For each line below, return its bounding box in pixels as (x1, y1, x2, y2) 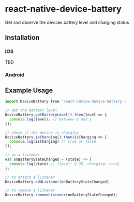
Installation (5, 34, 40, 42)
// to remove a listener (5, 188, 55, 193)
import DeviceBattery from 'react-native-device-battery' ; (5, 99, 127, 104)
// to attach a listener (5, 175, 55, 180)
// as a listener (5, 152, 40, 157)
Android (5, 71, 25, 78)
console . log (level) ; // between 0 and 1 (9, 117, 92, 122)
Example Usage (5, 86, 53, 94)
